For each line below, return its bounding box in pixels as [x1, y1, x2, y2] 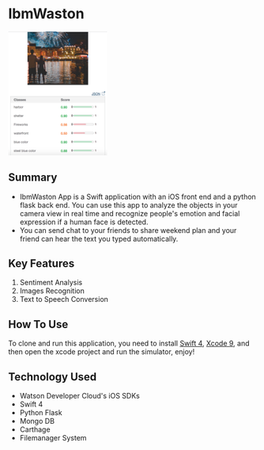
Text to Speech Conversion [19, 295, 109, 304]
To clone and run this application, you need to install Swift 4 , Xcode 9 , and [8, 338, 251, 349]
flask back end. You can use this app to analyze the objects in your [19, 200, 239, 210]
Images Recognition [19, 286, 85, 296]
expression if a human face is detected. [19, 217, 149, 227]
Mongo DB [19, 416, 55, 425]
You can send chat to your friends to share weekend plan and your [19, 225, 237, 235]
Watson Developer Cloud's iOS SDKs [19, 391, 140, 400]
